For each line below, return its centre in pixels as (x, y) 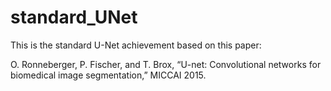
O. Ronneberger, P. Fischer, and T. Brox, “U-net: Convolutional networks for (166, 64)
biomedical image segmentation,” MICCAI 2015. (108, 75)
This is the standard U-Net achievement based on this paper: (136, 45)
